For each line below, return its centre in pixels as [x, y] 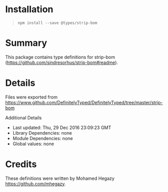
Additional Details [24, 117]
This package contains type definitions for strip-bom [60, 57]
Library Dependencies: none [42, 133]
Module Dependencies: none [43, 138]
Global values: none [33, 144]
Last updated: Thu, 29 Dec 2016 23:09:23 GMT [62, 127]
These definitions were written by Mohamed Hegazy [60, 178]
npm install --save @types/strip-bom [57, 23]
